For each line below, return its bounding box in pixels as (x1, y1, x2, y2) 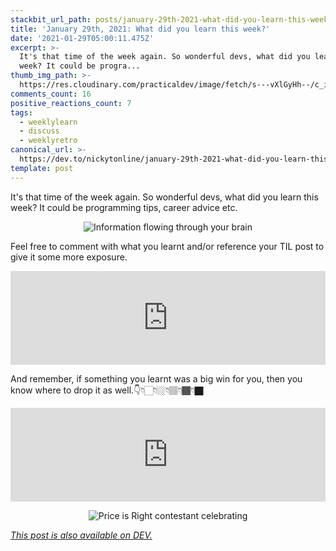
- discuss (19, 126, 60, 136)
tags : (10, 107, 33, 118)
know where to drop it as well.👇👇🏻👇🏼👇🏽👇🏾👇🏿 (10, 384, 204, 396)
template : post (10, 163, 74, 173)
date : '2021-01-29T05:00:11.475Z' (10, 33, 155, 43)
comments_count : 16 (10, 89, 92, 99)
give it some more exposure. (10, 251, 128, 263)
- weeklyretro (19, 136, 78, 146)
